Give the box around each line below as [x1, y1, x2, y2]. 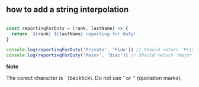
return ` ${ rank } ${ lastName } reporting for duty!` [11, 31, 139, 37]
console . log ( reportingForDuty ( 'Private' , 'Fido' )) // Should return [6, 47, 179, 53]
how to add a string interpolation [6, 5, 129, 15]
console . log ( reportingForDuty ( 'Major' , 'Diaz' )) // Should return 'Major [6, 52, 192, 58]
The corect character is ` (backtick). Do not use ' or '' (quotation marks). [6, 75, 182, 82]
